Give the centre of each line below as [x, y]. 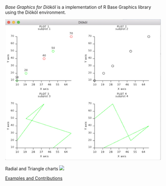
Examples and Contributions [34, 178]
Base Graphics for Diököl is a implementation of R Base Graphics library [78, 7]
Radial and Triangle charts [32, 168]
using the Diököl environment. [36, 12]
